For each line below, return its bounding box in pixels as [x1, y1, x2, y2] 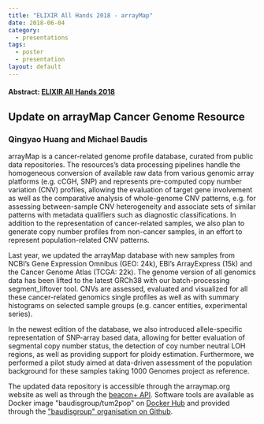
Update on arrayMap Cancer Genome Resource [8, 110, 246, 123]
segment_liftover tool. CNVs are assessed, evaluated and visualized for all [8, 285, 248, 294]
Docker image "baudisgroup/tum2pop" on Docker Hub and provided [8, 399, 230, 408]
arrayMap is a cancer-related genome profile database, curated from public [8, 151, 254, 162]
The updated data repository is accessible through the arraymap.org [8, 381, 230, 391]
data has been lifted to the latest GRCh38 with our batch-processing [8, 276, 230, 285]
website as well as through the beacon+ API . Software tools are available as [8, 390, 255, 400]
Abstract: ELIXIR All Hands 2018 [8, 87, 116, 97]
